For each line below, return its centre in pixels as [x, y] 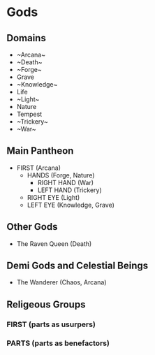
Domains [26, 38]
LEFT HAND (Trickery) [69, 190]
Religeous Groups [46, 304]
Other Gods [32, 227]
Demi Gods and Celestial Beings [77, 266]
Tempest [29, 114]
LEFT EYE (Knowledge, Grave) [71, 205]
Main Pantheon [40, 151]
